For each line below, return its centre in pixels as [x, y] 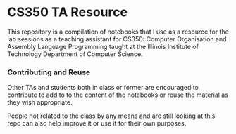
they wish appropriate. [40, 102]
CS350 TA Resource [68, 12]
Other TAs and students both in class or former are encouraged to [103, 88]
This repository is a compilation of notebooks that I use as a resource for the [118, 32]
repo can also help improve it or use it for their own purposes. [97, 123]
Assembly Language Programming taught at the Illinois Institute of [103, 46]
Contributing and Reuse [49, 72]
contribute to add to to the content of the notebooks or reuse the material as [118, 95]
